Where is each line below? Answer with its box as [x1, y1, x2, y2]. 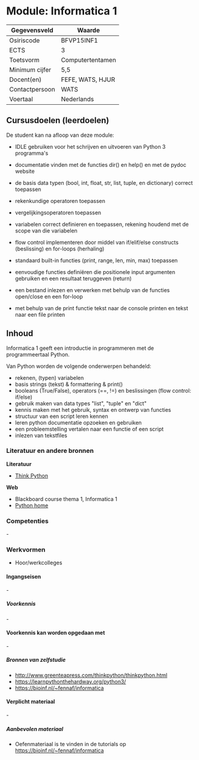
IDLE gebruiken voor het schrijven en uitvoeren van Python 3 [14, 143, 166, 150]
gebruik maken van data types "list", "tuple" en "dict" [14, 399, 147, 407]
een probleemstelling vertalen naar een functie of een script [14, 425, 164, 432]
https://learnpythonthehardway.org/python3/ [14, 677, 126, 685]
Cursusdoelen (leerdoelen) [6, 116, 109, 126]
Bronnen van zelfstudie [6, 656, 66, 664]
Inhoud [6, 328, 34, 338]
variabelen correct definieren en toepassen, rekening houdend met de [14, 220, 189, 228]
